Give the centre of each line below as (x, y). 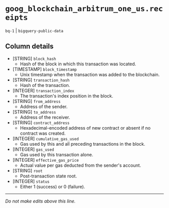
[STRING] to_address (34, 112)
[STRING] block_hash (34, 58)
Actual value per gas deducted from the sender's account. (80, 165)
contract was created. (43, 133)
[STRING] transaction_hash (41, 80)
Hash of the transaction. (45, 85)
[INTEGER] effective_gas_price (46, 160)
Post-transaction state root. (48, 176)
